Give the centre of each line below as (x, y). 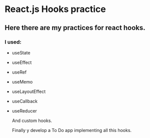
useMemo (22, 81)
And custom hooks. (32, 120)
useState (21, 52)
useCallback (25, 101)
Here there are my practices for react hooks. (75, 28)
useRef (19, 72)
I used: (13, 42)
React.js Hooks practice (55, 9)
